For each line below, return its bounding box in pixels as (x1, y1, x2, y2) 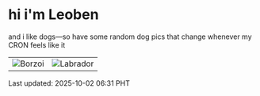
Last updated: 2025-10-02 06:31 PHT (8, 78, 131, 88)
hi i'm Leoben (8, 6, 99, 24)
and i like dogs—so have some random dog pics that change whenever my (8, 32, 252, 41)
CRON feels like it (8, 40, 66, 49)
